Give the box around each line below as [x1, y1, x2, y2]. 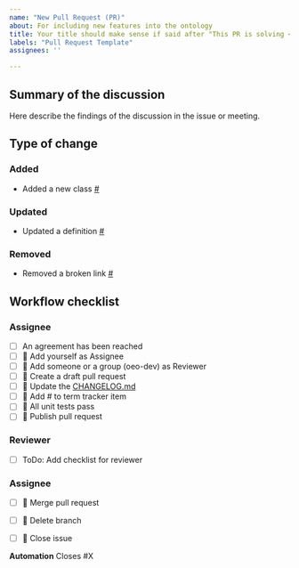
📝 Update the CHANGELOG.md [21, 381, 136, 392]
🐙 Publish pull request [21, 411, 102, 422]
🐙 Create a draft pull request [21, 371, 126, 382]
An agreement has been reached [21, 340, 143, 352]
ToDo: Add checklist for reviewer [21, 454, 143, 465]
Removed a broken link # [21, 268, 114, 279]
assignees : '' [9, 46, 62, 55]
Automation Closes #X [9, 551, 94, 562]
